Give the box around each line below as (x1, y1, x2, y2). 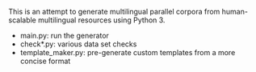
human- (221, 7, 249, 16)
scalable (8, 15, 36, 25)
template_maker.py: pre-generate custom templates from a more (19, 48, 236, 57)
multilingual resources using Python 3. (37, 15, 166, 25)
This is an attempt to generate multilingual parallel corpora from (8, 7, 220, 16)
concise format (19, 56, 71, 66)
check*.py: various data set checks (19, 39, 137, 49)
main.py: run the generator (19, 31, 109, 40)
